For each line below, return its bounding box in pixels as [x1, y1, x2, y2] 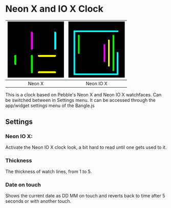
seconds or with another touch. [5, 198, 72, 204]
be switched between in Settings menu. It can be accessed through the [5, 97, 156, 103]
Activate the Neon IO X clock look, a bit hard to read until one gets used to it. [5, 144, 167, 150]
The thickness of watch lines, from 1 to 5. [5, 169, 92, 175]
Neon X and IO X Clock [5, 3, 104, 15]
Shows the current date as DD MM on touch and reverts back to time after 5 [5, 193, 165, 199]
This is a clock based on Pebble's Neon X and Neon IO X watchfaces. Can [5, 92, 162, 98]
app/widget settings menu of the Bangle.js [5, 102, 95, 109]
